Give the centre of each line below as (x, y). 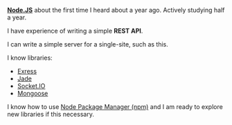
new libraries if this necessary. (51, 114)
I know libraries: (30, 58)
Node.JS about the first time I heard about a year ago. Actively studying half (116, 10)
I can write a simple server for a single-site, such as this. (88, 44)
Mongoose (33, 93)
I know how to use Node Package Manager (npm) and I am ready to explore (115, 107)
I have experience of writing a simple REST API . (75, 31)
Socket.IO (31, 86)
